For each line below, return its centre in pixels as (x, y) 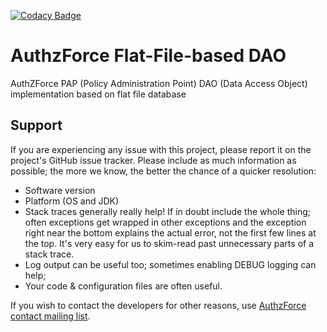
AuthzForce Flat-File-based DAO (148, 56)
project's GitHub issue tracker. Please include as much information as (153, 160)
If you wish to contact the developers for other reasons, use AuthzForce (158, 305)
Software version (60, 190)
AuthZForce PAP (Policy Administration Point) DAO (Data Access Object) (159, 83)
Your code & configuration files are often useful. (123, 286)
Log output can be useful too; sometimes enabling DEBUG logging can (170, 264)
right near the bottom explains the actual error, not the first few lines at (170, 232)
